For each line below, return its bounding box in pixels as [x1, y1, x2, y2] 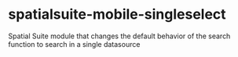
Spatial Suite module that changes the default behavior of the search [8, 31, 231, 41]
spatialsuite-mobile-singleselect [8, 5, 226, 23]
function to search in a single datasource [8, 39, 141, 48]
